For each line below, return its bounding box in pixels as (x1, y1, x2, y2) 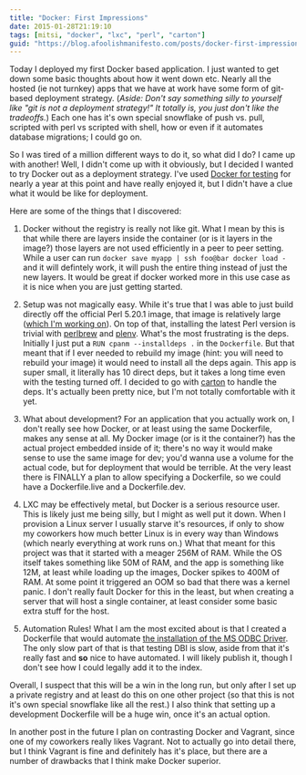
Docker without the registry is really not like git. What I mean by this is (22, 223, 285, 234)
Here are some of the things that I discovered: (9, 206, 182, 217)
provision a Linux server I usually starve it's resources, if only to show (22, 519, 285, 530)
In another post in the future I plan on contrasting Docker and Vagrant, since (9, 727, 295, 738)
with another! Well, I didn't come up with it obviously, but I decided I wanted (9, 159, 294, 170)
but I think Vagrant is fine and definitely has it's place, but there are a (9, 746, 268, 757)
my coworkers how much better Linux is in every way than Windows (22, 528, 280, 539)
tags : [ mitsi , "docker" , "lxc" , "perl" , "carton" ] (9, 30, 206, 39)
